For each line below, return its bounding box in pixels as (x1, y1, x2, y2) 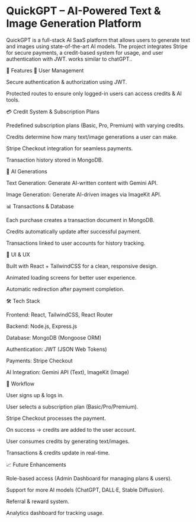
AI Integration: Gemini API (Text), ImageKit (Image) (6, 368, 129, 375)
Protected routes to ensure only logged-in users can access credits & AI (6, 90, 182, 97)
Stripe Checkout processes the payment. (6, 415, 107, 422)
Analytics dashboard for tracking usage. (6, 509, 104, 516)
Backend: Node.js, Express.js (6, 322, 78, 330)
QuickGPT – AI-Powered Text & (6, 4, 161, 18)
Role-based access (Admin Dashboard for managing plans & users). (6, 474, 172, 482)
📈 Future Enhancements (6, 461, 66, 468)
